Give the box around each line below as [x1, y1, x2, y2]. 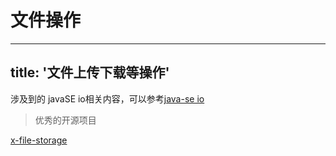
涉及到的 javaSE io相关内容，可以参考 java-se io [10, 92, 205, 105]
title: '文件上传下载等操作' [10, 64, 170, 81]
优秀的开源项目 [34, 114, 97, 126]
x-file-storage [10, 134, 68, 146]
